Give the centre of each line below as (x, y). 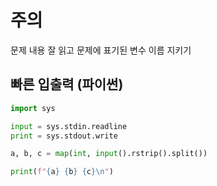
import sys (33, 108)
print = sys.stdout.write (64, 136)
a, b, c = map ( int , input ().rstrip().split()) (109, 154)
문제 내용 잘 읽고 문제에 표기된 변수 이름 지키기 (101, 50)
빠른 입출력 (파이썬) (67, 84)
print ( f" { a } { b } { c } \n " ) (62, 172)
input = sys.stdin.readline (69, 126)
